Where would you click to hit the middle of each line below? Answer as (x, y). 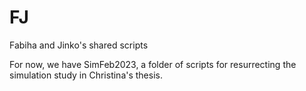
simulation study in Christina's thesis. (86, 75)
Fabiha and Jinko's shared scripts (79, 45)
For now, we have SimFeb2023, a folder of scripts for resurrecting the (153, 64)
